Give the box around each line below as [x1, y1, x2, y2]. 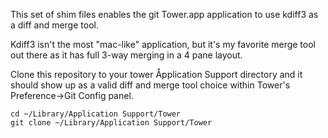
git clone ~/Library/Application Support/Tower [10, 118, 213, 128]
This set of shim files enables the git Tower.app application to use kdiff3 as [10, 9, 319, 20]
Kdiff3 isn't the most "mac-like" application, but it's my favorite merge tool [10, 39, 316, 50]
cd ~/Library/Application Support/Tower [10, 109, 182, 119]
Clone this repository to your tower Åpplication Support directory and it [10, 69, 303, 80]
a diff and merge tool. [10, 19, 99, 31]
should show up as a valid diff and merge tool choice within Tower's [10, 79, 291, 91]
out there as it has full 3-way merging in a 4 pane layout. [10, 49, 243, 61]
